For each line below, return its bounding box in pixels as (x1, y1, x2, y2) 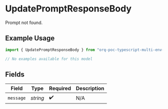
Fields (5, 70, 25, 78)
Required (49, 85, 71, 92)
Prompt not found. (5, 19, 43, 25)
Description (75, 85, 104, 92)
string (30, 94, 44, 101)
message (7, 95, 26, 100)
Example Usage (5, 34, 55, 42)
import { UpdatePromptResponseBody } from (5, 47, 95, 52)
